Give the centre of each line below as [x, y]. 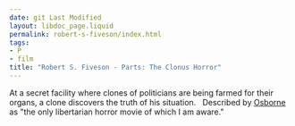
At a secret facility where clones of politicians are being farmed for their [142, 92]
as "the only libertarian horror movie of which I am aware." [117, 112]
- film [21, 59]
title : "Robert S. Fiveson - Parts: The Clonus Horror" [115, 68]
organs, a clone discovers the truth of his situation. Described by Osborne [147, 102]
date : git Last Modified [55, 17]
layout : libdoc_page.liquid [62, 26]
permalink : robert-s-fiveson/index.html [86, 34]
